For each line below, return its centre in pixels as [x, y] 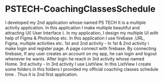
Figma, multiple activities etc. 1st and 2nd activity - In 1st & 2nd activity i [77, 43]
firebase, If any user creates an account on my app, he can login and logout [81, 53]
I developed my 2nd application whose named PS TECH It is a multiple [75, 22]
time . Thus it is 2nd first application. [42, 74]
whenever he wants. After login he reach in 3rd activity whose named [75, 59]
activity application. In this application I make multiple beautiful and [72, 27]
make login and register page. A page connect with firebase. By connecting [81, 48]
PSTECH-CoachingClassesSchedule [80, 9]
